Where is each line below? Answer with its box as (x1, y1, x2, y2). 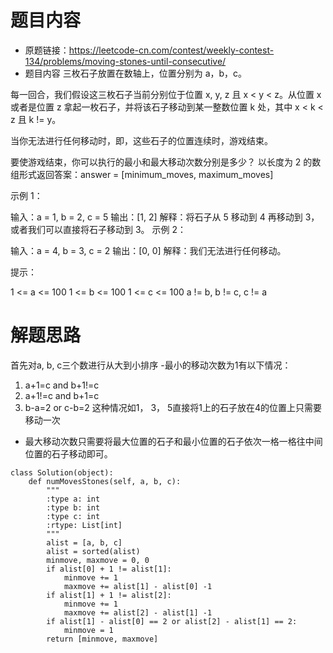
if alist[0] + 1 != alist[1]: (46, 564, 172, 574)
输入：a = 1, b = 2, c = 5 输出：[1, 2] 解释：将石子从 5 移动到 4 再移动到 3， (10, 211, 320, 223)
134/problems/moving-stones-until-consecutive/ (24, 55, 227, 67)
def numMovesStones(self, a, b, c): (28, 476, 182, 486)
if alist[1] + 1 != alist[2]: (46, 590, 172, 600)
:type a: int (46, 494, 101, 504)
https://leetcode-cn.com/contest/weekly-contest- (68, 44, 275, 56)
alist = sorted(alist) (46, 546, 141, 556)
